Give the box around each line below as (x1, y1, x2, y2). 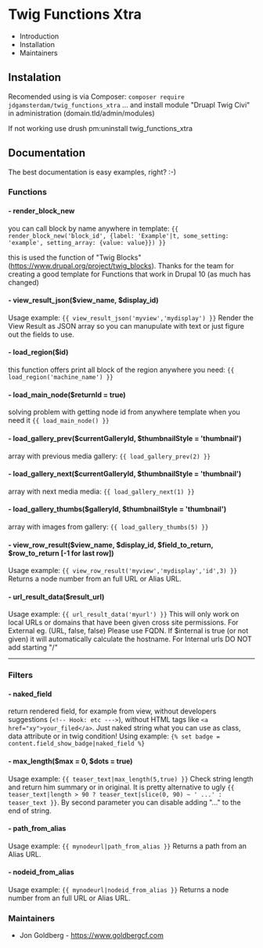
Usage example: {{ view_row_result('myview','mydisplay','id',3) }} (8, 566, 238, 575)
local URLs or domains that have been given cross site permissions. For (8, 618, 239, 627)
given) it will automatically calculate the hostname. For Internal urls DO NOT (8, 634, 252, 644)
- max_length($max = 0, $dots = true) (8, 757, 133, 766)
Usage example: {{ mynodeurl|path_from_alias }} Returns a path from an (8, 841, 247, 851)
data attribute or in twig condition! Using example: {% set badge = (8, 731, 221, 741)
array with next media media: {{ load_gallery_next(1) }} (8, 487, 195, 496)
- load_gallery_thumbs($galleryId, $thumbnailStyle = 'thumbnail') (8, 505, 227, 514)
